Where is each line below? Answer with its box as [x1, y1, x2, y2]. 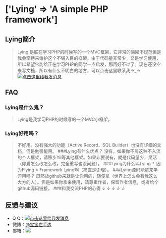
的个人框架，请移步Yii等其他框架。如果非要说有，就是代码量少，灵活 [17, 154, 157, 160]
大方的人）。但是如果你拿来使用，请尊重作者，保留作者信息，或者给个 [17, 179, 159, 185]
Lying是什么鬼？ [5, 104, 44, 111]
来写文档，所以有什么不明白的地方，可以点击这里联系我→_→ [17, 68, 141, 73]
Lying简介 [5, 35, 36, 43]
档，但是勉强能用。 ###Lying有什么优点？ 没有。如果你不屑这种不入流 [17, 148, 161, 154]
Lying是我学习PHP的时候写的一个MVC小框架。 [17, 116, 112, 122]
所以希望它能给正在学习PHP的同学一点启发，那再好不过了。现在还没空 [17, 61, 161, 67]
